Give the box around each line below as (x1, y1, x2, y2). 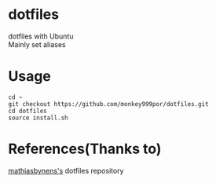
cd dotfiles (8, 107, 47, 115)
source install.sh (8, 114, 68, 122)
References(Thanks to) (8, 140, 162, 158)
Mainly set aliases (8, 39, 66, 49)
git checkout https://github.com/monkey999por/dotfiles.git (8, 100, 210, 108)
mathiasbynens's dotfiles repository (8, 166, 124, 175)
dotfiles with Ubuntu (8, 31, 74, 41)
